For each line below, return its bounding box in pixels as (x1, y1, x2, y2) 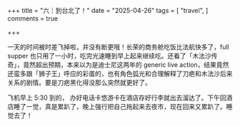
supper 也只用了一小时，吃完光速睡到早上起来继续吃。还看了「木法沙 (7, 52, 212, 60)
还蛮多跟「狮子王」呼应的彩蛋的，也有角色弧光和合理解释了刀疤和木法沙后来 (7, 70, 233, 78)
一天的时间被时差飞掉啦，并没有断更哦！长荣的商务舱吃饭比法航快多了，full (7, 43, 230, 51)
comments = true (7, 14, 59, 23)
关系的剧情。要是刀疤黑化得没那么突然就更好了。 (7, 78, 151, 87)
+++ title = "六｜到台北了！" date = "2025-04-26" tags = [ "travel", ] (7, 6, 209, 14)
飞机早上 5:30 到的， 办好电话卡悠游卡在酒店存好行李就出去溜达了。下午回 (7, 93, 226, 102)
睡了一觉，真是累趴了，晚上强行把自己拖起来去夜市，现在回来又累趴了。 (13, 103, 226, 110)
